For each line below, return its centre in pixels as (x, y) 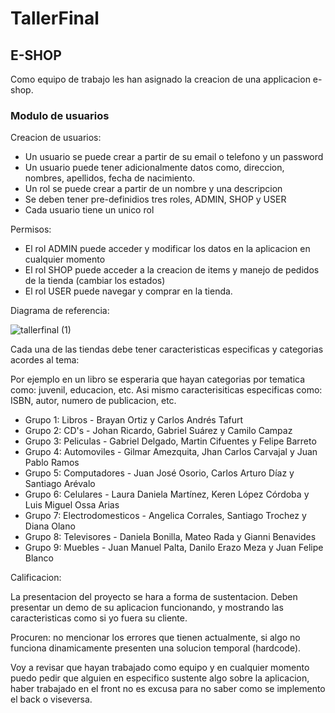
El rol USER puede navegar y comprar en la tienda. (128, 291)
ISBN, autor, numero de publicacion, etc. (93, 401)
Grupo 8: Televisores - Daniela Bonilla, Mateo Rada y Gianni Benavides (170, 537)
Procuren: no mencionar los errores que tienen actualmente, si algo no (155, 638)
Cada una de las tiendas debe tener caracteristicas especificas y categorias (167, 349)
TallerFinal (55, 18)
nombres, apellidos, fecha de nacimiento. (110, 178)
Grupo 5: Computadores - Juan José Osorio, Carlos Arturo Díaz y (159, 473)
